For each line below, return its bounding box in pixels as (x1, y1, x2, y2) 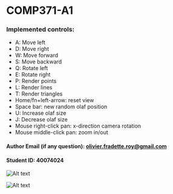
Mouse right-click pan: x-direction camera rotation (15, 122, 141, 130)
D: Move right (15, 45, 50, 53)
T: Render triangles (15, 90, 63, 97)
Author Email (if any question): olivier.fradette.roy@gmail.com (6, 143, 168, 150)
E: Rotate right (15, 71, 51, 79)
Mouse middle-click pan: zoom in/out (15, 129, 109, 136)
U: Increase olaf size (15, 109, 67, 117)
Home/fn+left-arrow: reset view (15, 97, 94, 104)
